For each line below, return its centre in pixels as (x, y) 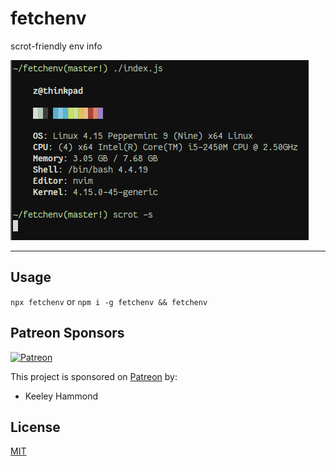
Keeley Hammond (61, 396)
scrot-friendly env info (56, 46)
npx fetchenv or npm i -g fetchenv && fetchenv (109, 301)
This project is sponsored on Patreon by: (94, 376)
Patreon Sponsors (67, 333)
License (35, 427)
